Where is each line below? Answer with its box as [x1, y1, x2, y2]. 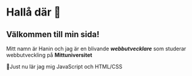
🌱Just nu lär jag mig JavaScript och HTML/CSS [6, 63, 123, 70]
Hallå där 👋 [6, 5, 61, 19]
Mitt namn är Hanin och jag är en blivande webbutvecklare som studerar [6, 45, 187, 52]
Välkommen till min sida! [6, 29, 100, 39]
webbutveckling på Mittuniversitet [6, 51, 93, 59]
